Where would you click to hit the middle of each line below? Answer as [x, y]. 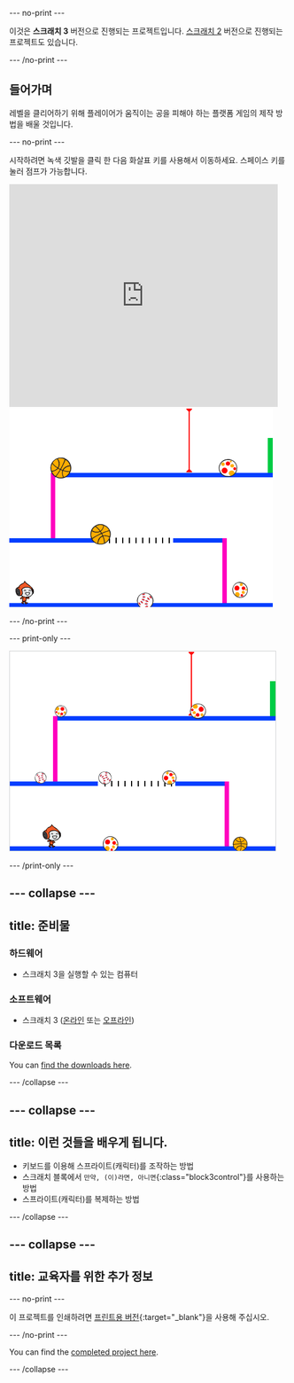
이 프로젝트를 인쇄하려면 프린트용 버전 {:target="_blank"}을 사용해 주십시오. [139, 1317]
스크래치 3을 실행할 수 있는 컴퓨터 [80, 973]
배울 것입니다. [49, 124]
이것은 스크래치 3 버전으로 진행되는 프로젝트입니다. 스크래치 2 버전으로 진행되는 [146, 31]
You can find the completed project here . [84, 1352]
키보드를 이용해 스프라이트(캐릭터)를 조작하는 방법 [108, 1166]
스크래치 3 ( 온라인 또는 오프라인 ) [78, 1020]
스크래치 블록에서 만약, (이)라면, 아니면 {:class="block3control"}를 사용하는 [153, 1176]
